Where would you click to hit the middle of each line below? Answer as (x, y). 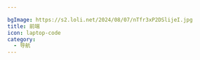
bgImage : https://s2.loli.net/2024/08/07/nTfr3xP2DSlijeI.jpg (100, 20)
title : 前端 (24, 26)
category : (22, 39)
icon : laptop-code (34, 33)
